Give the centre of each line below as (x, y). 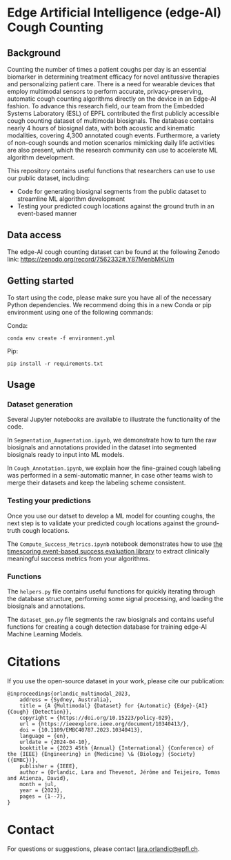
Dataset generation (40, 404)
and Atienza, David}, (38, 778)
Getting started (41, 281)
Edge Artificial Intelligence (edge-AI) (114, 13)
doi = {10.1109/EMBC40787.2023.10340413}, (81, 730)
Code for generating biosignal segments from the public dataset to (112, 192)
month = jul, (38, 784)
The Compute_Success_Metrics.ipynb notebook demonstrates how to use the (115, 544)
